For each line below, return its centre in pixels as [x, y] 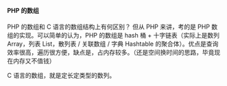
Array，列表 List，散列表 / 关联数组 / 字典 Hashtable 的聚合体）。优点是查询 [113, 44]
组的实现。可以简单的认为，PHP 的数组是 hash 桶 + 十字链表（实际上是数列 [113, 35]
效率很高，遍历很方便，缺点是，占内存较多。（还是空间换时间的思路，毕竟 [111, 53]
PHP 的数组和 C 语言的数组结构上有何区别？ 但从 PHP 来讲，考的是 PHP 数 [112, 27]
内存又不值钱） [34, 61]
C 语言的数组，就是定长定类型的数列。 [61, 76]
